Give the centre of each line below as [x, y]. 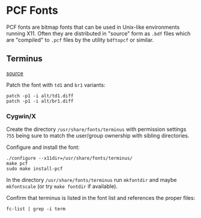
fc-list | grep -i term [36, 209]
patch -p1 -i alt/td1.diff [40, 96]
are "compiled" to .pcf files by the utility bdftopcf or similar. [80, 40]
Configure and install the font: [43, 147]
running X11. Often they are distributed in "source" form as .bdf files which [98, 33]
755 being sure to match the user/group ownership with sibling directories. [98, 136]
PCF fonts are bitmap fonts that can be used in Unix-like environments [93, 27]
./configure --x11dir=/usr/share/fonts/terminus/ [70, 159]
